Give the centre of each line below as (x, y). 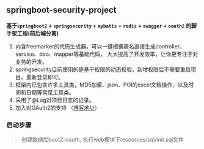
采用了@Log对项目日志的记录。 (55, 100)
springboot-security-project (62, 10)
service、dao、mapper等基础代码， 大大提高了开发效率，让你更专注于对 (107, 54)
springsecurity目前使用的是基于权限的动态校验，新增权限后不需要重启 (103, 69)
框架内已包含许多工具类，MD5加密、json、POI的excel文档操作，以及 (102, 85)
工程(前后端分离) (38, 33)
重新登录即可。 (45, 77)
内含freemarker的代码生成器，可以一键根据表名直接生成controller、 (100, 46)
